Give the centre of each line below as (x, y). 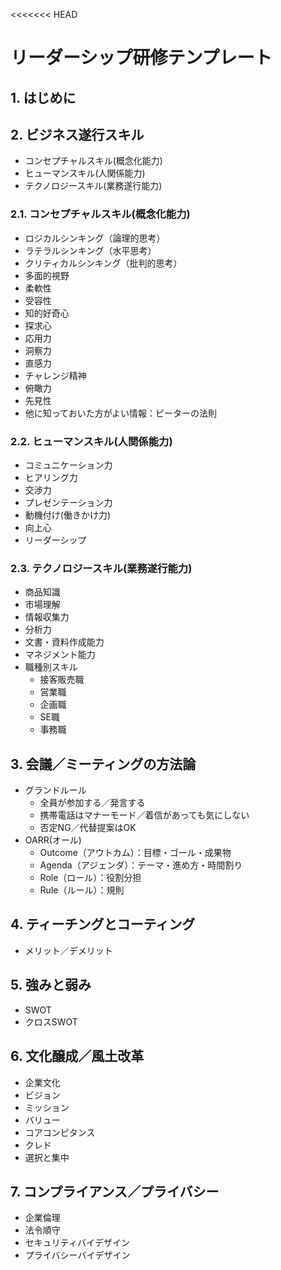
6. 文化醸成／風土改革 (77, 1056)
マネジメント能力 (60, 655)
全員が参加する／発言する (92, 803)
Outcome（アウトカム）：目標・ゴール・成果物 (135, 853)
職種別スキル (51, 667)
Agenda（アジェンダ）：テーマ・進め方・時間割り (141, 865)
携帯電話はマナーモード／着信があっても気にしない (144, 815)
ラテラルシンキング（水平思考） (90, 250)
